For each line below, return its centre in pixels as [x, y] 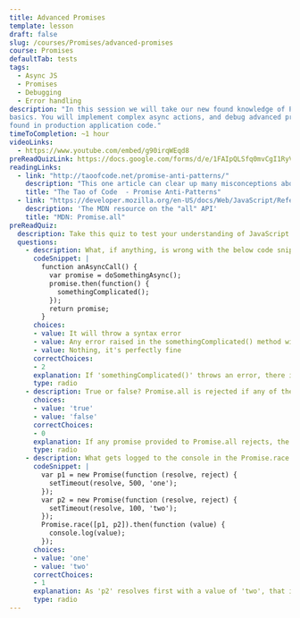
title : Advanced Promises [57, 17]
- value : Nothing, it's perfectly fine [107, 350]
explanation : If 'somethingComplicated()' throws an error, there [159, 375]
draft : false [33, 34]
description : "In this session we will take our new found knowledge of [147, 109]
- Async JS [37, 76]
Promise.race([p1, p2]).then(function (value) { [133, 525]
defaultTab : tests [43, 59]
